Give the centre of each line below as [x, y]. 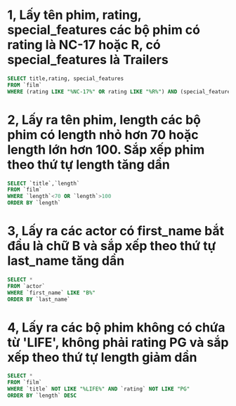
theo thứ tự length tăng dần [88, 164]
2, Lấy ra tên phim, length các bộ [104, 120]
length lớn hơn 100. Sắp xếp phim [106, 149]
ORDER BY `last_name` [39, 299]
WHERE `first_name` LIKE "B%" [52, 293]
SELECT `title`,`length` [44, 183]
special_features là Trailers [88, 60]
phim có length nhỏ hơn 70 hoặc [103, 135]
